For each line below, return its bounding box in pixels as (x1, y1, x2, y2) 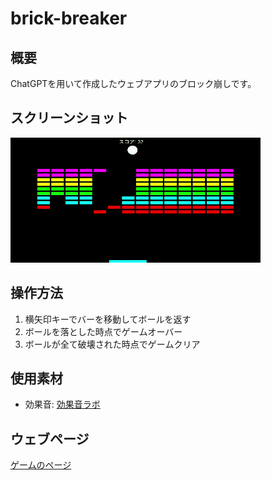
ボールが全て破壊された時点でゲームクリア (24, 338, 201, 350)
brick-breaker (10, 7, 128, 30)
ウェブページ (10, 430, 90, 447)
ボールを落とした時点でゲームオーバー (24, 325, 183, 337)
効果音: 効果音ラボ (24, 398, 101, 411)
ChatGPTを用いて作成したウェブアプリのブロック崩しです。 (10, 78, 257, 89)
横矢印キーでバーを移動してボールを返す (24, 313, 192, 325)
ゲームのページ (10, 459, 72, 471)
